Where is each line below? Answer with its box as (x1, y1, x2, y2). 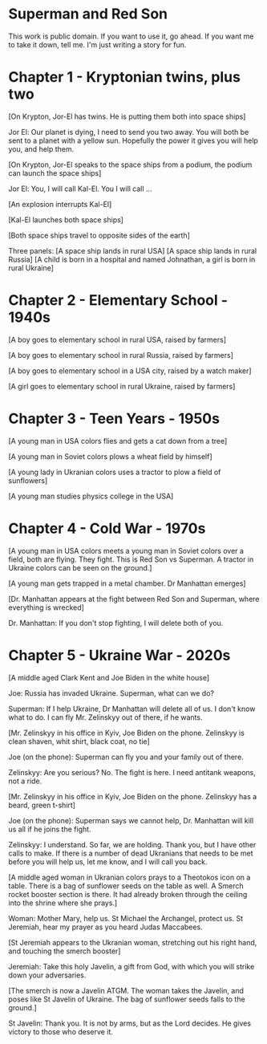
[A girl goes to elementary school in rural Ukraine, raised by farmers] (8, 381, 236, 391)
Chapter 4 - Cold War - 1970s (8, 519, 206, 538)
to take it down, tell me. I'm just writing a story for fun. (8, 39, 187, 49)
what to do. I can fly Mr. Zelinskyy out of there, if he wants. (8, 712, 203, 722)
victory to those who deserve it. (8, 1026, 114, 1036)
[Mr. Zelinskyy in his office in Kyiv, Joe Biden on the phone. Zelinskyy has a (8, 791, 257, 801)
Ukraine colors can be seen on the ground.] (8, 563, 152, 572)
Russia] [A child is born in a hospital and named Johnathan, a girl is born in (8, 254, 256, 264)
